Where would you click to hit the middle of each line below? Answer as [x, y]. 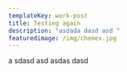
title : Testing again [45, 23]
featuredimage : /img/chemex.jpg [62, 38]
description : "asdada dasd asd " [64, 30]
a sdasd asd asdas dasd [48, 61]
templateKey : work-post [48, 16]
